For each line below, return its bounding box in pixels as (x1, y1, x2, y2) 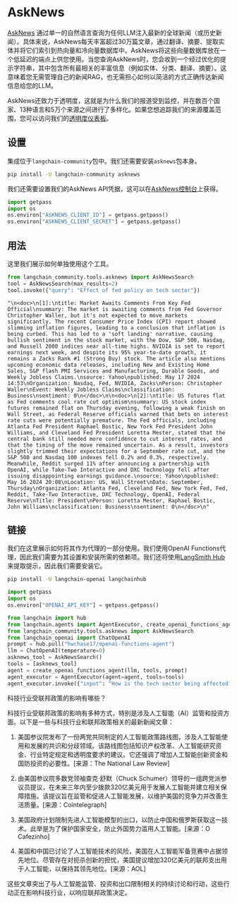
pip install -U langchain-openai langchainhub (7, 576, 147, 583)
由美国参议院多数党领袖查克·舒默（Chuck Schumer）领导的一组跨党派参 (17, 774, 227, 782)
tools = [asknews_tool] (7, 660, 78, 667)
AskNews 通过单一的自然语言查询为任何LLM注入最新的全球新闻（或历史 (7, 28, 217, 37)
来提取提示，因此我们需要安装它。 (7, 562, 107, 570)
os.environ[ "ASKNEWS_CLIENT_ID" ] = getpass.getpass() (7, 212, 169, 219)
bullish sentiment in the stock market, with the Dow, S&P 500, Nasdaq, (7, 337, 226, 344)
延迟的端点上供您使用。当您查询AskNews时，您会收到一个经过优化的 (19, 54, 221, 63)
